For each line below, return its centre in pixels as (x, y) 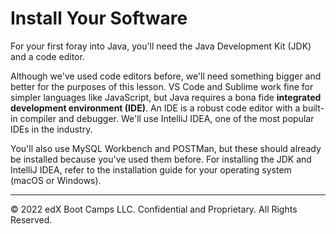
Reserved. (31, 219)
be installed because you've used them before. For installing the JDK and (161, 159)
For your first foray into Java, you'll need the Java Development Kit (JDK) (161, 46)
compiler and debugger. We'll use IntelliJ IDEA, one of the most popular (167, 118)
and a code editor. (47, 56)
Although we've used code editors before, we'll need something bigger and (166, 76)
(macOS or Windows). (56, 180)
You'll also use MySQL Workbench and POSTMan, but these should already (166, 148)
